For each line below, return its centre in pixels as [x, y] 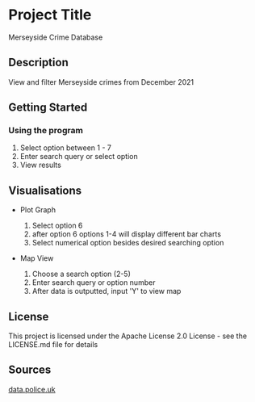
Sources [30, 370]
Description [38, 63]
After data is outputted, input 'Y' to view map [107, 291]
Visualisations [45, 190]
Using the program [46, 131]
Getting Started [48, 108]
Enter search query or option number [94, 283]
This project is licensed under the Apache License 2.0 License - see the [128, 336]
